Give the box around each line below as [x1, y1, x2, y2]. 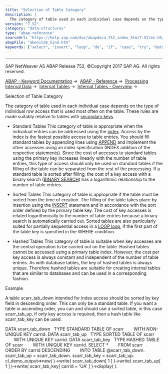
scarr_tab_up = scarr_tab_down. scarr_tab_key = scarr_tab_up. [5, 352, 134, 358]
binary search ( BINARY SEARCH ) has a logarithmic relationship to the [12, 176, 155, 182]
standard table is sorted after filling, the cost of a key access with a [12, 171, 151, 177]
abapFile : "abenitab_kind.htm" [5, 40, 70, 45]
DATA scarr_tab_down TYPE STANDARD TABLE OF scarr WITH [5, 326, 145, 332]
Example [5, 285, 23, 291]
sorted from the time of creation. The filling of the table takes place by [12, 196, 157, 203]
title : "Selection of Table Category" [5, 7, 86, 13]
